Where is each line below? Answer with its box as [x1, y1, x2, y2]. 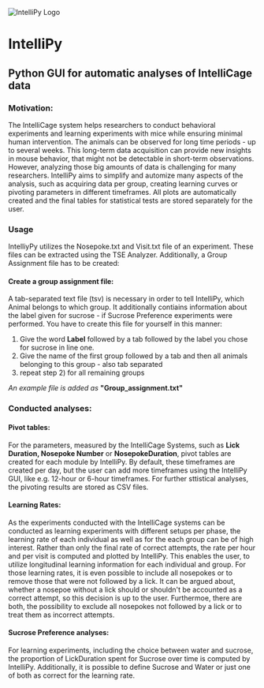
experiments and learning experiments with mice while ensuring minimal [8, 129, 243, 138]
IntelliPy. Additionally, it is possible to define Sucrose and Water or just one [8, 662, 251, 671]
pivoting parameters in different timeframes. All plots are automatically [8, 187, 236, 196]
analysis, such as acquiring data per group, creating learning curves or [8, 178, 238, 189]
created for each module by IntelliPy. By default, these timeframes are [8, 457, 236, 466]
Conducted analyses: [8, 403, 92, 414]
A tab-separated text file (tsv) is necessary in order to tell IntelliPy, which [8, 294, 244, 304]
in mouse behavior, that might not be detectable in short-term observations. [8, 154, 255, 163]
